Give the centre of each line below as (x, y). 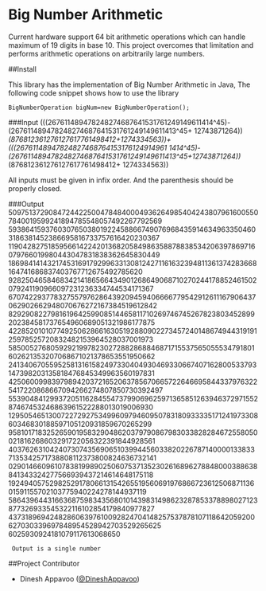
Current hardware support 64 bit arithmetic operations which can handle (127, 37)
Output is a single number (56, 548)
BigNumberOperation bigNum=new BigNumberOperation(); (99, 108)
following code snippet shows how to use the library (94, 92)
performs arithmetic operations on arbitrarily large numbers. (106, 53)
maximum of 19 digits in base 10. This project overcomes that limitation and (131, 45)
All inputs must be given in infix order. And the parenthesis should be (121, 180)
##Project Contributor (44, 563)
